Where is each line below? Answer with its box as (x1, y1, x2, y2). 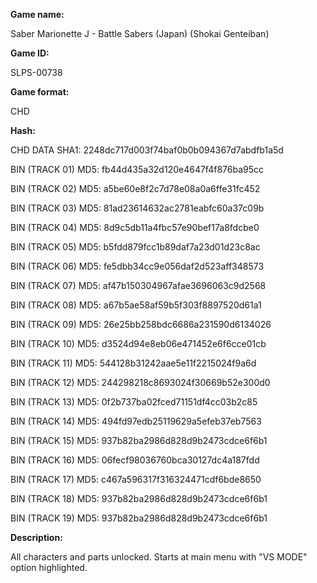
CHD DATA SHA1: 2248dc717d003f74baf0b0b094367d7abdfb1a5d (10, 144, 284, 156)
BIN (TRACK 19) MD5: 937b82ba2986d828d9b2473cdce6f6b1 (10, 512, 268, 524)
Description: (10, 532, 63, 543)
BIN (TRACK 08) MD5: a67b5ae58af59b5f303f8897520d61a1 (10, 299, 262, 311)
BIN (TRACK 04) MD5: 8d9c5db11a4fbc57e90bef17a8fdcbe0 (10, 222, 260, 233)
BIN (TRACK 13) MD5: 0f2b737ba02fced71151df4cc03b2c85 (10, 396, 258, 408)
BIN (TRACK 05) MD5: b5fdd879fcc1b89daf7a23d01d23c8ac (10, 241, 261, 253)
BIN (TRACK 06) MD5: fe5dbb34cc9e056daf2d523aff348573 (10, 260, 265, 272)
